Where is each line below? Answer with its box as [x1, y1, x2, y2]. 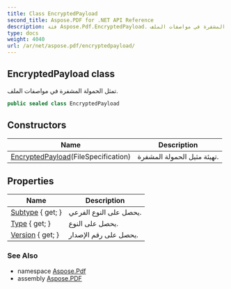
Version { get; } [10, 230, 60, 240]
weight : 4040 [7, 36, 45, 43]
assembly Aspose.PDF [17, 274, 82, 282]
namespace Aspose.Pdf [17, 267, 86, 275]
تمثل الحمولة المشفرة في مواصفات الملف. [7, 86, 118, 94]
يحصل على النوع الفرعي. [68, 208, 142, 217]
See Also [7, 251, 38, 261]
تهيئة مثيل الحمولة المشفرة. [137, 151, 219, 161]
